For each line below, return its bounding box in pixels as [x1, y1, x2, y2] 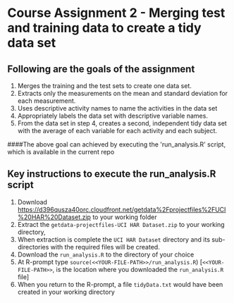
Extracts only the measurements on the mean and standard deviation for [17, 89, 228, 97]
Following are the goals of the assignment [7, 63, 195, 75]
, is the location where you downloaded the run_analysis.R [52, 265, 224, 273]
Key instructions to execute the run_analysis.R [7, 168, 216, 180]
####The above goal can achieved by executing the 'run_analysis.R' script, [7, 140, 226, 149]
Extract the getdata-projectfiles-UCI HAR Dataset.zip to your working [17, 220, 225, 228]
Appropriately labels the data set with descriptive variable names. [17, 111, 208, 120]
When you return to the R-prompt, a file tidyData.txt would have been [17, 280, 223, 288]
